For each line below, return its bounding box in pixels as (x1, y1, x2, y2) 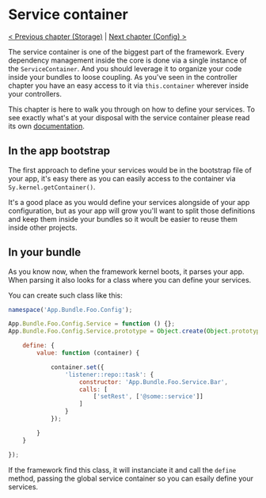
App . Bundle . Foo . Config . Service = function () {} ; (8, 320, 176, 328)
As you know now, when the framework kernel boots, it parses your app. (8, 267, 245, 276)
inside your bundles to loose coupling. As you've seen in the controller (8, 72, 237, 82)
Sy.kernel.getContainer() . (8, 182, 96, 192)
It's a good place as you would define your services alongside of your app (8, 197, 250, 207)
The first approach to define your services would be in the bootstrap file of (8, 165, 252, 175)
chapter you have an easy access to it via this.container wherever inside (8, 81, 249, 90)
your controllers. (8, 89, 62, 98)
